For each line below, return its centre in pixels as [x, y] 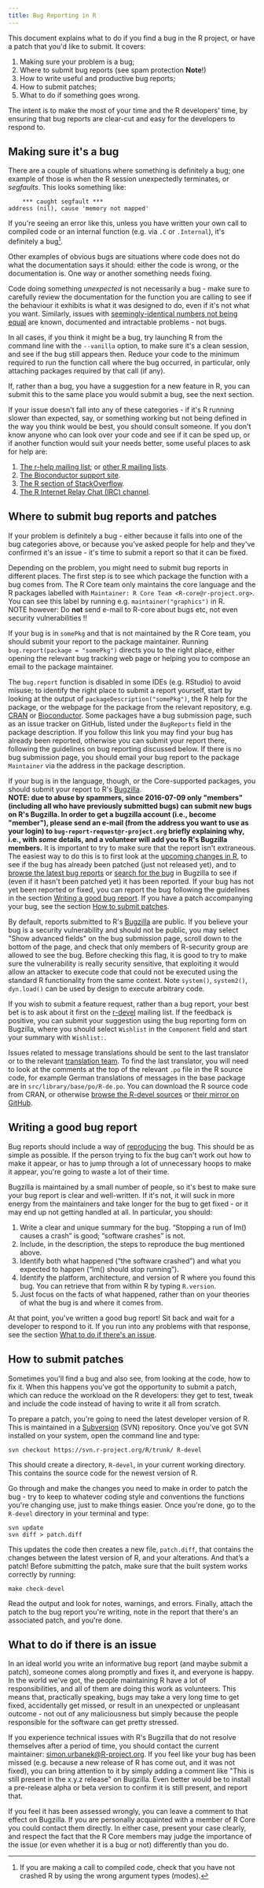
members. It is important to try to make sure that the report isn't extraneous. [132, 848]
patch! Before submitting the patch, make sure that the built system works [128, 1566]
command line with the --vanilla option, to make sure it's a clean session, [128, 346]
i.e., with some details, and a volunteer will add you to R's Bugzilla [118, 839]
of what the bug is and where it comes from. [91, 1302]
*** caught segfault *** [63, 202]
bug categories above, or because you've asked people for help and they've [132, 543]
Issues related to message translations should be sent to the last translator [128, 1052]
